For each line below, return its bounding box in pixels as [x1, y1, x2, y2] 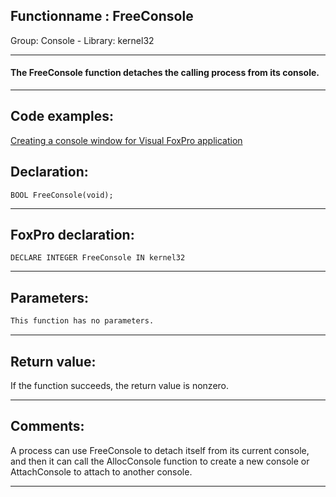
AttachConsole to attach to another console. [10, 465, 193, 478]
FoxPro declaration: [10, 227, 135, 244]
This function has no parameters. [10, 316, 155, 326]
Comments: [10, 418, 85, 435]
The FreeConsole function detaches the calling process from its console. [10, 67, 320, 79]
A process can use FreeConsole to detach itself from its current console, [10, 444, 310, 456]
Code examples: [10, 108, 114, 125]
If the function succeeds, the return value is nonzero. [10, 379, 230, 391]
